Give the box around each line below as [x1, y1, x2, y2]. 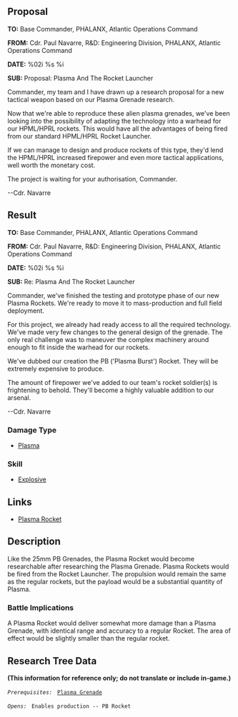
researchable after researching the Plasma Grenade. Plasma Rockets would [7, 562, 229, 571]
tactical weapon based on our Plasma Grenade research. [7, 95, 175, 104]
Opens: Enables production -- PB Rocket [7, 703, 131, 710]
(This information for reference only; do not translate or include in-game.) [7, 673, 231, 682]
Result [7, 209, 37, 221]
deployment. [7, 306, 44, 315]
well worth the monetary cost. [7, 161, 96, 169]
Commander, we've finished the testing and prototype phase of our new [7, 291, 219, 299]
